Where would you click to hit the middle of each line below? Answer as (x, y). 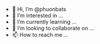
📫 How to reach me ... (40, 35)
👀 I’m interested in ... (38, 15)
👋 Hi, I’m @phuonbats (39, 9)
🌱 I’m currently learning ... (44, 22)
